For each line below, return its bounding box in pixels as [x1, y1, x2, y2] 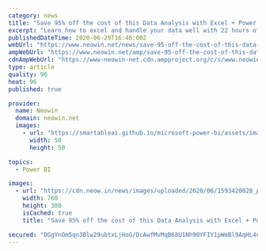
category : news [8, 11, 59, 20]
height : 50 [28, 143, 66, 151]
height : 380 [22, 202, 62, 210]
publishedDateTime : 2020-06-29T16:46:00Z [8, 33, 147, 42]
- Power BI [15, 165, 51, 173]
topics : [8, 158, 34, 166]
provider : [8, 100, 41, 108]
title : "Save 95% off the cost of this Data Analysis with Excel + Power [8, 19, 257, 27]
